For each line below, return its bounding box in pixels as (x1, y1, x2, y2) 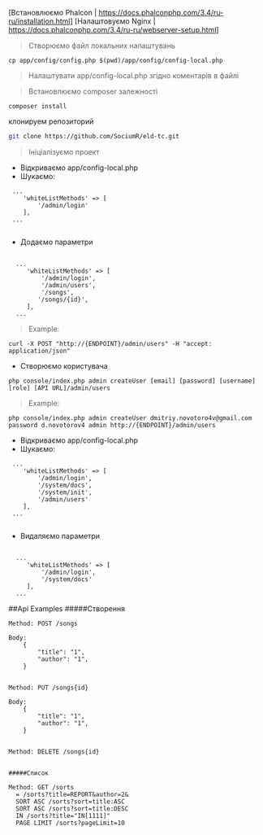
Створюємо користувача (19, 361, 108, 370)
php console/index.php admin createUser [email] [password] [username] (8, 377, 256, 385)
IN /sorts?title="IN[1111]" (15, 811, 111, 820)
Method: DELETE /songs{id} (8, 747, 100, 756)
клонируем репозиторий (8, 116, 94, 126)
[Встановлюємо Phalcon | (8, 8, 97, 17)
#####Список (8, 769, 49, 777)
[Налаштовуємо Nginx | (74, 16, 156, 26)
